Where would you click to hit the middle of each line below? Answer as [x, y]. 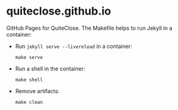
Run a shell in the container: [50, 69]
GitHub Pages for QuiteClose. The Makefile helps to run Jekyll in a [89, 28]
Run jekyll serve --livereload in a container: [73, 46]
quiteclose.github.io [59, 11]
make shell [29, 80]
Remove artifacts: [37, 91]
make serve [29, 57]
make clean [29, 102]
